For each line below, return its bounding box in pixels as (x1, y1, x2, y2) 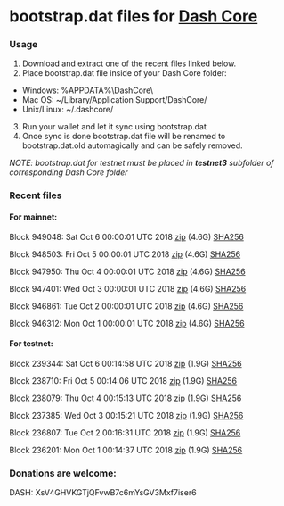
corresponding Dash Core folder (9, 167, 128, 178)
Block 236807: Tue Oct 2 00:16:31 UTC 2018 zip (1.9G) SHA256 (9, 427, 241, 438)
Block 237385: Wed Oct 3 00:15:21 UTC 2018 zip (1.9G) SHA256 (9, 410, 244, 420)
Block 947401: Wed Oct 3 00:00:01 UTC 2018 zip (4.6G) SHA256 (9, 283, 247, 294)
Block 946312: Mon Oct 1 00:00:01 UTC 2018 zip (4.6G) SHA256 (9, 318, 245, 328)
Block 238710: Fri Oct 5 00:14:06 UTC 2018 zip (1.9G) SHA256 (9, 375, 238, 386)
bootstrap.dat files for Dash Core (9, 6, 258, 27)
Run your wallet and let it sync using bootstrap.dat (21, 121, 207, 132)
